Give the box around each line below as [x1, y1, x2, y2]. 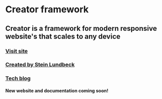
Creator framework [5, 4, 89, 15]
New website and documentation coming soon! [5, 87, 109, 93]
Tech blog [5, 75, 31, 82]
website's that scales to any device [5, 32, 121, 41]
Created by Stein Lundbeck [5, 61, 75, 68]
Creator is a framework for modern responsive [5, 24, 157, 33]
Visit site [5, 47, 28, 54]
